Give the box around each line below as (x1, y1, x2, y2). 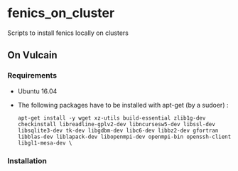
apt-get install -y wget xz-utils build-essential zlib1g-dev (17, 114, 206, 122)
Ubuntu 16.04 (17, 87, 58, 95)
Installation (7, 155, 48, 165)
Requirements (7, 71, 58, 81)
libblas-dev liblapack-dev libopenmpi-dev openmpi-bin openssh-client (17, 133, 232, 140)
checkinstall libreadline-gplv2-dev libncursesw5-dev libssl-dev (17, 120, 215, 128)
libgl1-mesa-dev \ (17, 139, 72, 147)
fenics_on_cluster (7, 5, 115, 21)
